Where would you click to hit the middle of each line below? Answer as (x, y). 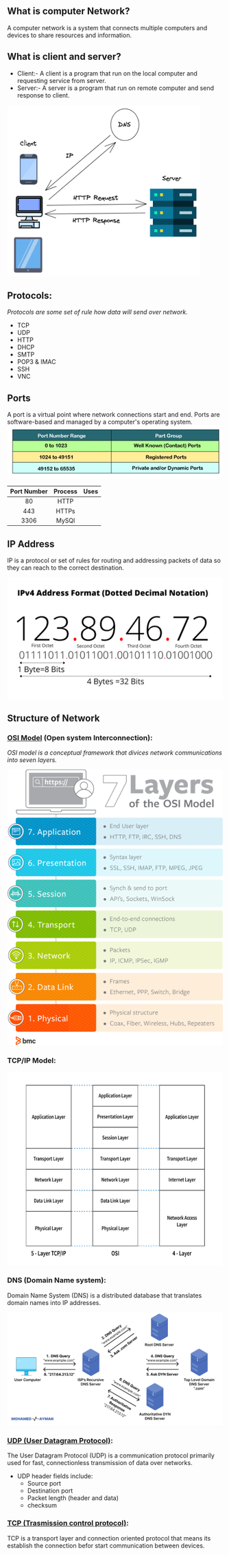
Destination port (50, 1491)
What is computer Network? (69, 11)
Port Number (29, 492)
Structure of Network (54, 718)
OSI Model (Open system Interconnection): (80, 738)
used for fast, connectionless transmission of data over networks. (100, 1463)
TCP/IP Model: (32, 1061)
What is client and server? (64, 57)
